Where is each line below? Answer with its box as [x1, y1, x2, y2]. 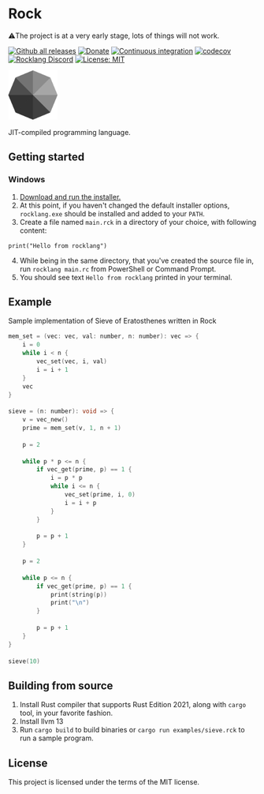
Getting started [8, 151, 85, 164]
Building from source [8, 679, 113, 692]
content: [19, 226, 47, 235]
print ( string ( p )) [50, 590, 108, 598]
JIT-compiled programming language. [8, 127, 132, 137]
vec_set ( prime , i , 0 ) [64, 491, 136, 499]
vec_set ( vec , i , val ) [36, 358, 108, 365]
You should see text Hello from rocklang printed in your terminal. [19, 272, 232, 282]
